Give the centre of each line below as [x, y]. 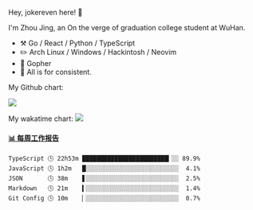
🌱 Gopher [36, 63]
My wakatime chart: [41, 119]
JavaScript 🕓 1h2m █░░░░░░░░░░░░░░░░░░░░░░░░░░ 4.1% [105, 169]
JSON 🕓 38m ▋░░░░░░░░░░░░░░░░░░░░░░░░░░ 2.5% [105, 179]
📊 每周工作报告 [34, 138]
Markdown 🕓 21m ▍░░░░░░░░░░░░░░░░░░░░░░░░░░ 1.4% [105, 189]
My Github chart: [36, 87]
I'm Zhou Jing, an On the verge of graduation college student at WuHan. [127, 27]
